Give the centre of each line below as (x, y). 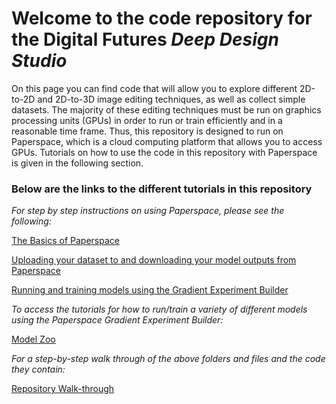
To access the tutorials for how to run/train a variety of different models (159, 309)
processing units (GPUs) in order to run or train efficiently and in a (147, 120)
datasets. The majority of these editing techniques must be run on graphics (166, 109)
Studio (39, 61)
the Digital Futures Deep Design (145, 39)
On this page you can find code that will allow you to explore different (154, 88)
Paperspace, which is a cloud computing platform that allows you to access (167, 141)
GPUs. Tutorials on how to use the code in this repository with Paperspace (164, 152)
